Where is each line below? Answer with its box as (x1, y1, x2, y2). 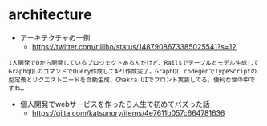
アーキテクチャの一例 (19, 33, 91, 42)
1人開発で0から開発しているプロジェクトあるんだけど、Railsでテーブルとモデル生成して (8, 58, 259, 67)
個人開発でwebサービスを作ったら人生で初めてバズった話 (19, 99, 210, 108)
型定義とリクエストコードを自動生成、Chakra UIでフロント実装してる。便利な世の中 (8, 76, 250, 84)
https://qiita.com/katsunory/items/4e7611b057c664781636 (31, 108, 225, 117)
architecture (8, 6, 92, 24)
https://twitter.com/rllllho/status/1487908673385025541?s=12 (31, 41, 237, 51)
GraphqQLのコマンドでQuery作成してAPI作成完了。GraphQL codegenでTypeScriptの (8, 67, 257, 75)
